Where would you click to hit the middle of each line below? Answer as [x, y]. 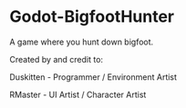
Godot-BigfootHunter [92, 17]
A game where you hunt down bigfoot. [82, 42]
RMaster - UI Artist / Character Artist [78, 94]
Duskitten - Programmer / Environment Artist [93, 77]
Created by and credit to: [56, 59]
